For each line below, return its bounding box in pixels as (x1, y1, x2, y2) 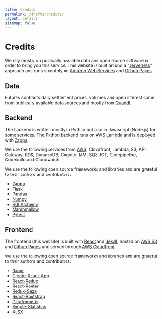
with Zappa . (5, 137, 29, 143)
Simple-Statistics (12, 303, 47, 309)
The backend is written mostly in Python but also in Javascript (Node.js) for (5, 127, 156, 132)
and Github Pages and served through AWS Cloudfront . (5, 243, 116, 250)
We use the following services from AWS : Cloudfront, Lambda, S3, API (5, 146, 146, 152)
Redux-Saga (12, 288, 37, 294)
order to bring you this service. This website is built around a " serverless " (5, 63, 152, 68)
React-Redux (12, 278, 38, 284)
